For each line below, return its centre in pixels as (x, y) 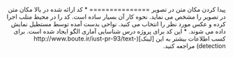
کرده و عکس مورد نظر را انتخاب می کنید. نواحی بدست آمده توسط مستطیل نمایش (118, 24)
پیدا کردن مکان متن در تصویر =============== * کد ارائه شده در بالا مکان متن (117, 9)
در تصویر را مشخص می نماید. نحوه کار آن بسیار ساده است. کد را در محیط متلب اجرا (116, 16)
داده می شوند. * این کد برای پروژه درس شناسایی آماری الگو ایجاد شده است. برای (120, 31)
